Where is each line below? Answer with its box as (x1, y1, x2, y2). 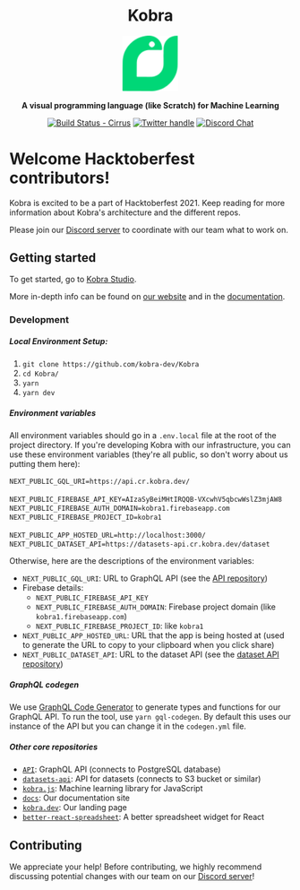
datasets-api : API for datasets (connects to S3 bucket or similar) (21, 773, 261, 784)
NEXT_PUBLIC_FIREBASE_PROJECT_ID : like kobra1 (35, 620, 204, 632)
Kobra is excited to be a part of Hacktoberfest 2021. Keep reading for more (9, 197, 285, 208)
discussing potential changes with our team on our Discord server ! (9, 871, 255, 882)
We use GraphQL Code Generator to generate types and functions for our (9, 702, 281, 713)
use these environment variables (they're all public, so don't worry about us (9, 449, 288, 460)
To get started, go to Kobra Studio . (9, 274, 137, 285)
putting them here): (9, 459, 81, 470)
